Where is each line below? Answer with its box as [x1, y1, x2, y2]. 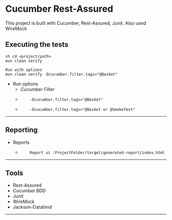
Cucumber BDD [12, 188, 46, 194]
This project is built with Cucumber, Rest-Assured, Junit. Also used [5, 20, 146, 26]
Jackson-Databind [12, 204, 52, 210]
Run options [12, 80, 38, 87]
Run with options [5, 67, 42, 72]
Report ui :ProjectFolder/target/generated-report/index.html [30, 150, 165, 155]
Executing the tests [5, 40, 69, 49]
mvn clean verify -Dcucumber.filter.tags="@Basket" [5, 72, 118, 77]
